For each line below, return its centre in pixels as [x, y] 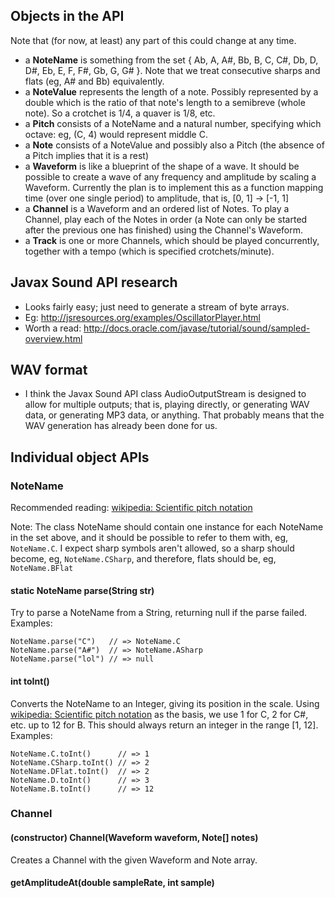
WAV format [49, 370]
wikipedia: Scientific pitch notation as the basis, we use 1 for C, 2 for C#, [159, 714]
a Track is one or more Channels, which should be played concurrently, [172, 240]
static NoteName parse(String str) [82, 590]
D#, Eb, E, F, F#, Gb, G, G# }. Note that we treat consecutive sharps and [172, 70]
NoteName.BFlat [42, 569]
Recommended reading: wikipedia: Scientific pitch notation [131, 508]
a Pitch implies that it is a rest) [87, 155]
